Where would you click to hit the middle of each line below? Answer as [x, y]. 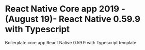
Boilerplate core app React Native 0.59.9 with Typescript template [71, 42]
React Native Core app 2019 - [65, 9]
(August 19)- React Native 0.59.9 [73, 19]
